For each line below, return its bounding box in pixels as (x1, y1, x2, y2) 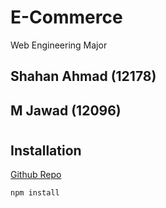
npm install (10, 188, 60, 198)
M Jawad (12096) (10, 102, 122, 119)
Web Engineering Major (10, 39, 108, 51)
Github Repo (10, 169, 62, 181)
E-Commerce (10, 6, 123, 29)
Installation (10, 142, 82, 159)
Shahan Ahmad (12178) (10, 68, 157, 85)
